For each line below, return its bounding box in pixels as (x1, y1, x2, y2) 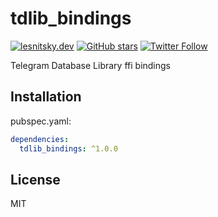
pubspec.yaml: (10, 115, 72, 127)
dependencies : (10, 134, 70, 144)
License (10, 171, 61, 188)
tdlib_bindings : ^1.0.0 (19, 143, 118, 154)
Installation (10, 88, 82, 106)
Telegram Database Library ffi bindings (10, 59, 172, 71)
